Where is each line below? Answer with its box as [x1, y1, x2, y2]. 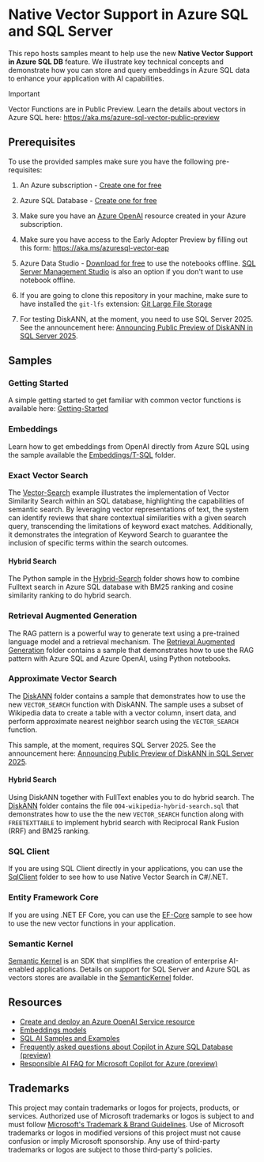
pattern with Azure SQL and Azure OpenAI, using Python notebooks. [8, 654, 232, 663]
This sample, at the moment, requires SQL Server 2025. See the [8, 740, 217, 749]
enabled [8, 964, 35, 974]
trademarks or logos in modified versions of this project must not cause [8, 1128, 241, 1137]
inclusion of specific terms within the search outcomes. [8, 538, 189, 548]
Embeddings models [19, 1025, 87, 1035]
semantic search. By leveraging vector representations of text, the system [8, 504, 249, 515]
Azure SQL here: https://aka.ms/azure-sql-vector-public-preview [8, 112, 220, 122]
